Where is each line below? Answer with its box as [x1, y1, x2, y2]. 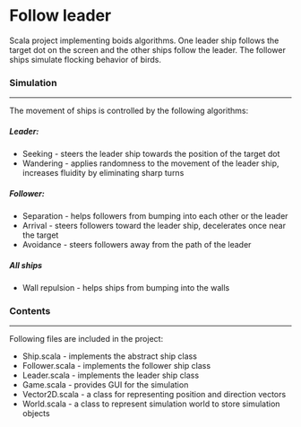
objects [21, 408, 51, 419]
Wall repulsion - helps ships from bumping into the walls [21, 283, 230, 293]
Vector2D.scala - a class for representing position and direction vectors [21, 389, 287, 400]
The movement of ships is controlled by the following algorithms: [9, 105, 249, 117]
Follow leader [9, 5, 112, 26]
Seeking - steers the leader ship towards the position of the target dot [21, 149, 280, 160]
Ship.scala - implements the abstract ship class [21, 351, 197, 362]
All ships [9, 259, 43, 270]
